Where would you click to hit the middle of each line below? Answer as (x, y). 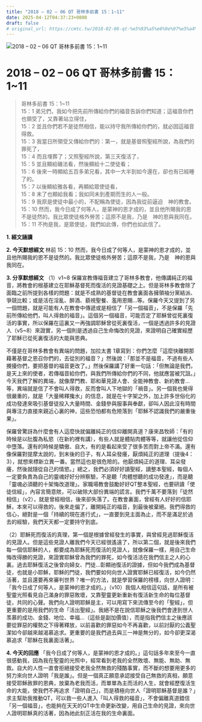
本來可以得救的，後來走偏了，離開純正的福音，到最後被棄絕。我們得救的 (106, 507)
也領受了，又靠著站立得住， (55, 119)
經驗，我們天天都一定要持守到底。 (59, 522)
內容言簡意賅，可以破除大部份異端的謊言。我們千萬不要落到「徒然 (112, 492)
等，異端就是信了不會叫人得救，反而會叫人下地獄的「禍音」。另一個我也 (94, 389)
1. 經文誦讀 (20, 237)
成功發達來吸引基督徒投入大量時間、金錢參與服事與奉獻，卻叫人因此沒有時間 (101, 404)
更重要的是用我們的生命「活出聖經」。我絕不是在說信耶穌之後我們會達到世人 (100, 610)
